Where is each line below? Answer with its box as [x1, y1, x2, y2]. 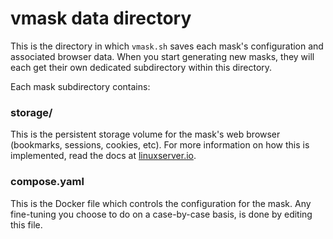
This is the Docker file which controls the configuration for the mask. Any [10, 197, 312, 209]
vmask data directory [10, 7, 192, 30]
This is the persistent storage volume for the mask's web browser [10, 128, 281, 141]
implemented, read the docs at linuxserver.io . [10, 150, 197, 162]
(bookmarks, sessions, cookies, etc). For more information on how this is [10, 139, 310, 151]
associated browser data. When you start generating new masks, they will [10, 50, 315, 62]
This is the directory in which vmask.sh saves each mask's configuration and [10, 40, 324, 52]
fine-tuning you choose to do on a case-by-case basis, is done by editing [10, 208, 313, 220]
